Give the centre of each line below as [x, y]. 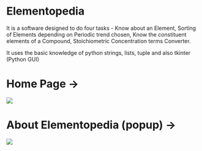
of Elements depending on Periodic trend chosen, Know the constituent [96, 34]
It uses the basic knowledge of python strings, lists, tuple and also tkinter [99, 52]
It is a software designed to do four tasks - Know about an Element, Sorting [101, 28]
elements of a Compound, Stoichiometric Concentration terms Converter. [99, 41]
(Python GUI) [23, 59]
